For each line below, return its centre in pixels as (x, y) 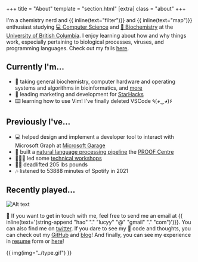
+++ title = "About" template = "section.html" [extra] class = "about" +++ (96, 9)
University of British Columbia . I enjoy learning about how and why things (96, 36)
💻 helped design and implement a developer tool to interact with (94, 136)
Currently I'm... (35, 67)
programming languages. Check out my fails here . (68, 48)
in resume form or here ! (35, 241)
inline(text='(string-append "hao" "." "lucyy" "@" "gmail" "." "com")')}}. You (99, 222)
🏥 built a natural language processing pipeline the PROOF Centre (94, 151)
